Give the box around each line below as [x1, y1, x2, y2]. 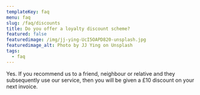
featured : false [6, 31, 47, 37]
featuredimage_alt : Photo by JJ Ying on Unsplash [6, 43, 133, 49]
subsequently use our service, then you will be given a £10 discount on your [6, 76, 195, 84]
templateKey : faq [6, 8, 50, 15]
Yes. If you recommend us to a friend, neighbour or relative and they [6, 70, 175, 77]
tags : [6, 48, 20, 54]
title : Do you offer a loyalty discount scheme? [6, 25, 130, 32]
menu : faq [6, 14, 31, 20]
